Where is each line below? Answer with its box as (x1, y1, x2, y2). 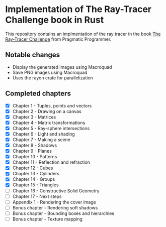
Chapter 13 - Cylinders (12, 171, 59, 177)
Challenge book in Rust (5, 14, 104, 26)
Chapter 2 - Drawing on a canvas (12, 108, 81, 114)
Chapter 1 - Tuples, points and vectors (12, 102, 92, 108)
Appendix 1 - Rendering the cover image (12, 199, 97, 205)
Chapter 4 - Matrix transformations (12, 120, 86, 126)
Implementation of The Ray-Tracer (5, 4, 152, 15)
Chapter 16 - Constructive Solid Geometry (12, 187, 100, 194)
